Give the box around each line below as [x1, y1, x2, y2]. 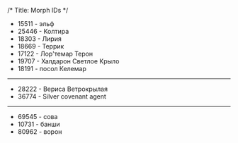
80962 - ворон [17, 128, 62, 136]
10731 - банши [17, 120, 60, 128]
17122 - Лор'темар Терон [17, 49, 93, 58]
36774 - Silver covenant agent [17, 92, 106, 101]
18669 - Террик [17, 42, 64, 50]
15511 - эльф [17, 20, 55, 27]
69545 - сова [17, 113, 58, 120]
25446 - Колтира [17, 27, 69, 35]
